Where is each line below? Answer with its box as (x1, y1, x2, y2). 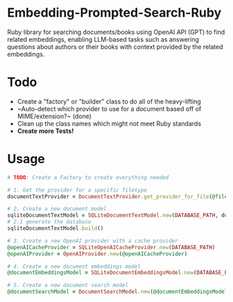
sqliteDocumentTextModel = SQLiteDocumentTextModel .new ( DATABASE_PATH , (7, 212, 218, 219)
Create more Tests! (17, 126, 74, 135)
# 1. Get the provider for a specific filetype (7, 186, 148, 194)
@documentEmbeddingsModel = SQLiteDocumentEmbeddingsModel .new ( (7, 269, 197, 276)
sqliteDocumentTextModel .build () (7, 225, 104, 232)
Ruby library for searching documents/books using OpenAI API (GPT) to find (7, 28, 225, 36)
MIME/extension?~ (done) (17, 112, 92, 120)
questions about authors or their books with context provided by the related (7, 42, 223, 51)
